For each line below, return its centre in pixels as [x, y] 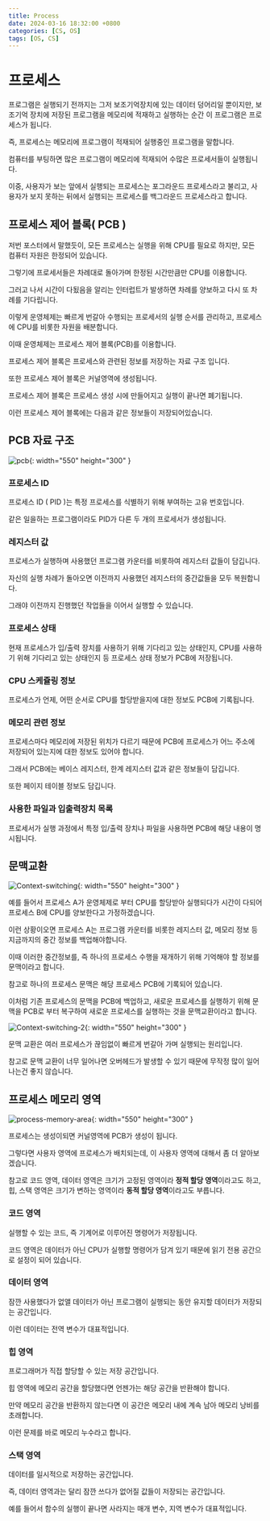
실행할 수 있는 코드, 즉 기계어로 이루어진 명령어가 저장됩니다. [103, 1232]
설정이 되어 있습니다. [49, 1260]
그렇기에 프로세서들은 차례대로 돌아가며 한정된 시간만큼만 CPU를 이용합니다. [128, 272]
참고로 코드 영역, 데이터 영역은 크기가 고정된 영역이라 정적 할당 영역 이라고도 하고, [135, 1180]
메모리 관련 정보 [37, 722]
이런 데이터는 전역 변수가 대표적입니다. [69, 1329]
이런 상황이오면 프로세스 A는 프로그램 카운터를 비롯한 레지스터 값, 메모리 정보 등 [133, 930]
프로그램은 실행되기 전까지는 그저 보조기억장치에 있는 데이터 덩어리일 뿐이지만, [131, 105]
